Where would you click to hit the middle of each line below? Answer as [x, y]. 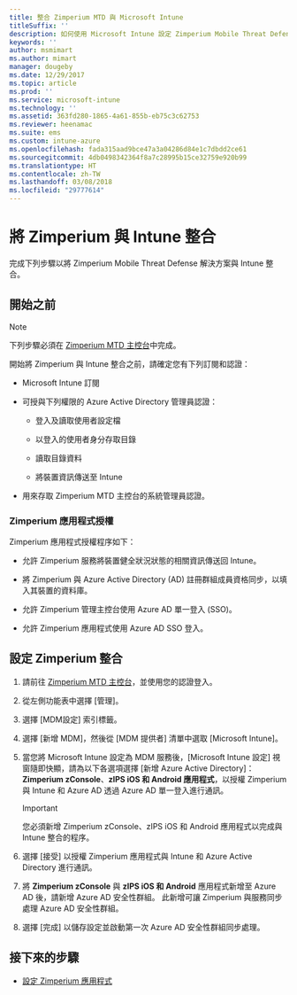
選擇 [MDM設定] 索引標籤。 [72, 719]
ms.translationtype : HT [53, 166]
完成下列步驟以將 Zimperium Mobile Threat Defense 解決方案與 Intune [137, 263]
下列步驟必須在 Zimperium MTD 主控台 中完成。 [95, 345]
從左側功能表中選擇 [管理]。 [72, 700]
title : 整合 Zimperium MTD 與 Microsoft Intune [96, 17]
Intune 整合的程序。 [58, 837]
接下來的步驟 [44, 958]
